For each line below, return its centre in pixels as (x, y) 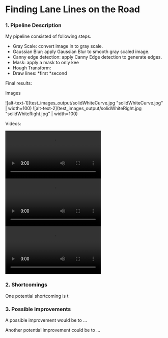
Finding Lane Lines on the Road (73, 9)
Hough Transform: (32, 68)
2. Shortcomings (26, 285)
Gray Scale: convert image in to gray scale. (58, 46)
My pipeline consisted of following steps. (48, 36)
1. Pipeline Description (34, 25)
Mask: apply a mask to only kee (46, 63)
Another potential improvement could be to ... (53, 330)
